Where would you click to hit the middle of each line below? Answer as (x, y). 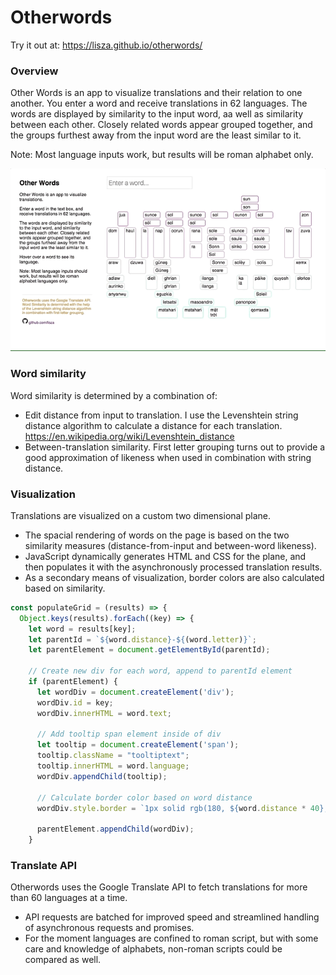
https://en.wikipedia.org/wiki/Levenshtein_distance (129, 436)
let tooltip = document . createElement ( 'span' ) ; (138, 745)
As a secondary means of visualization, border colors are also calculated (174, 577)
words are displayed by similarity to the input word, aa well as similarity (157, 114)
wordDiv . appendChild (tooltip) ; (102, 776)
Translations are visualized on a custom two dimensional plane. (141, 515)
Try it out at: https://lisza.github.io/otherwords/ (106, 45)
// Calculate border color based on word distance (144, 797)
